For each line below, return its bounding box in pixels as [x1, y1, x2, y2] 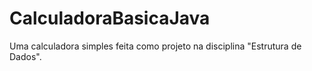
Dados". [9, 50, 42, 62]
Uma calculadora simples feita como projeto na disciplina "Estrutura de [9, 40, 302, 52]
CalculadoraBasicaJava [9, 7, 211, 30]
